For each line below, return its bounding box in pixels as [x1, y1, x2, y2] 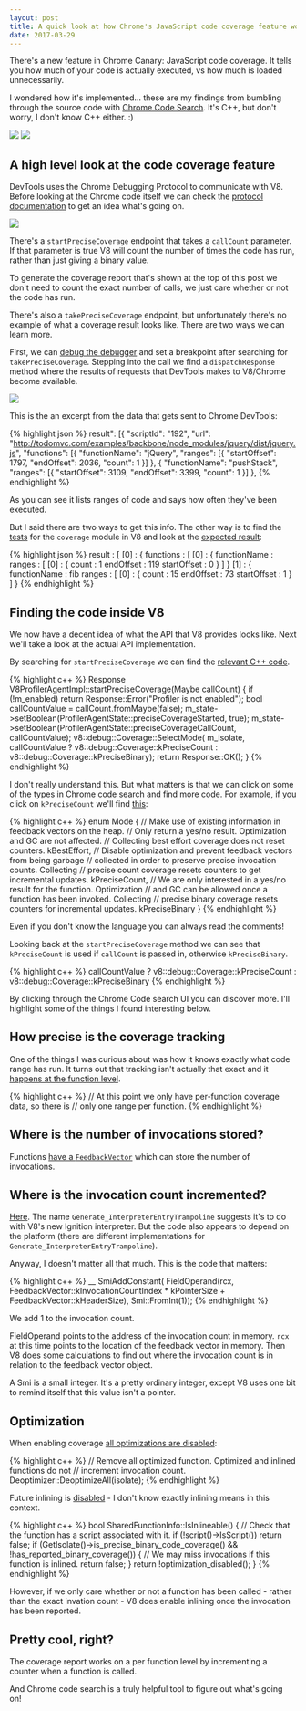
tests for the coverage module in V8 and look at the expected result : [9, 531, 262, 543]
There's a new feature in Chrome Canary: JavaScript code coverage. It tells [9, 56, 292, 67]
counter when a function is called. [9, 1666, 138, 1677]
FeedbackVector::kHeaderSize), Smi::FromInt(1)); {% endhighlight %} [9, 1295, 269, 1306]
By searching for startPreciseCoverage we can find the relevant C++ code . [9, 656, 291, 667]
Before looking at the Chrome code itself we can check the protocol [9, 191, 264, 202]
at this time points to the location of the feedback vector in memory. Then [9, 1341, 286, 1351]
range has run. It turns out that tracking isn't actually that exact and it [9, 1063, 269, 1074]
